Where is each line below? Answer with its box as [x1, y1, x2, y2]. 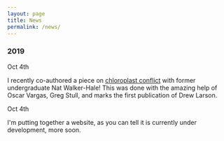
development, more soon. [7, 126, 82, 134]
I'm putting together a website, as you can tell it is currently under [7, 118, 197, 126]
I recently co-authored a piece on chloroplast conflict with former [7, 76, 196, 84]
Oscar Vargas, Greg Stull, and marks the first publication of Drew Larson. [7, 90, 218, 99]
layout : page [7, 10, 45, 18]
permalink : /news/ [7, 23, 61, 30]
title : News [7, 17, 42, 24]
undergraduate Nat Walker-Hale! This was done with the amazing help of [7, 83, 218, 92]
